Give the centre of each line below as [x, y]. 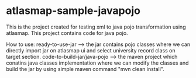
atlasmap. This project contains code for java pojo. [67, 33]
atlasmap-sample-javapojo [73, 11]
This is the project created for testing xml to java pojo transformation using [96, 27]
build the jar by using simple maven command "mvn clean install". [85, 69]
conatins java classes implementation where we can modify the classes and [97, 63]
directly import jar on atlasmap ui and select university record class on [91, 50]
